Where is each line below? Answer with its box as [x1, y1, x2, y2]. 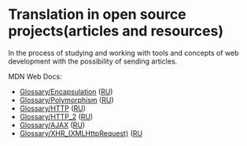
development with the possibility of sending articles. [8, 57, 178, 66]
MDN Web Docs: [8, 71, 62, 81]
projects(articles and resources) [8, 22, 224, 40]
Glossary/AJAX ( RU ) [19, 120, 86, 130]
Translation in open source [8, 5, 186, 24]
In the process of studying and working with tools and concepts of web [8, 48, 239, 57]
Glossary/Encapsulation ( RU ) [19, 86, 113, 96]
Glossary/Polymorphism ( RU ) [19, 95, 114, 104]
